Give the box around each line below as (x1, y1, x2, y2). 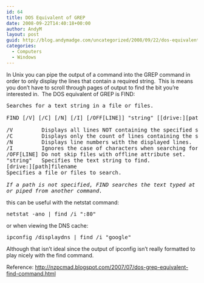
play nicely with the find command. (6, 251, 94, 259)
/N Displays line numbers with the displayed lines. (6, 138, 192, 145)
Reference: (6, 263, 34, 271)
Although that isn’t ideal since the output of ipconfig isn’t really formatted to (6, 245, 195, 253)
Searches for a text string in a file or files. (6, 102, 154, 109)
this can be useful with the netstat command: (6, 198, 120, 206)
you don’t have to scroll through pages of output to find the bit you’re (6, 83, 179, 91)
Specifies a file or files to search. (6, 169, 122, 176)
